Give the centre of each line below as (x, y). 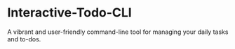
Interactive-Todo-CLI (69, 13)
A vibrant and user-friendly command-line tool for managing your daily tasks (118, 32)
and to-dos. (24, 39)
